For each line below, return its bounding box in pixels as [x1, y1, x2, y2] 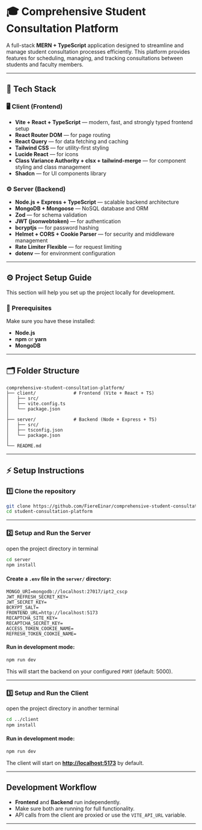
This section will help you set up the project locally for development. [6, 289, 176, 296]
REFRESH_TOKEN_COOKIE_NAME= [6, 630, 77, 637]
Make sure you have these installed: [6, 318, 96, 325]
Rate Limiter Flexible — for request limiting [14, 243, 122, 250]
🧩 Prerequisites [6, 304, 52, 312]
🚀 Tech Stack [6, 84, 57, 94]
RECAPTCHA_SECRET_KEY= [6, 620, 63, 626]
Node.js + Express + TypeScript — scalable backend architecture [14, 198, 179, 206]
